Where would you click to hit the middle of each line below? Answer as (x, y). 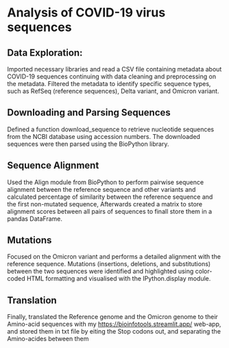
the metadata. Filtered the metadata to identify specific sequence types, (109, 84)
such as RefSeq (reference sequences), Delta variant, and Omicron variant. (113, 91)
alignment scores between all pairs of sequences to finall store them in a (110, 211)
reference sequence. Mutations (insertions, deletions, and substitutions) (109, 264)
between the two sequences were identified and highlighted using (100, 271)
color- (204, 271)
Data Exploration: (45, 53)
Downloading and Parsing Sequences (89, 112)
